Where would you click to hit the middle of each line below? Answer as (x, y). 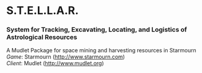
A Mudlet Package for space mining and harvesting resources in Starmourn (101, 50)
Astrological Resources (42, 37)
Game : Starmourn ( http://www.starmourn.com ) (66, 57)
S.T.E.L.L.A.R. (43, 11)
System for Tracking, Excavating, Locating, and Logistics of (97, 30)
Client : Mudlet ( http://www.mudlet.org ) (55, 63)
